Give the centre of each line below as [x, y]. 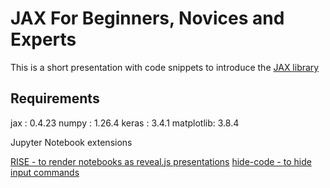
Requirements [55, 98]
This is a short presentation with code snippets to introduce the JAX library [165, 67]
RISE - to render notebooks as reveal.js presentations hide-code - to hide [161, 161]
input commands [45, 172]
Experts [43, 39]
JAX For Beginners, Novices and [147, 18]
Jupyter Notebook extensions [71, 142]
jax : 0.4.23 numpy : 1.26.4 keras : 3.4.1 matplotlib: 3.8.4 [125, 123]
